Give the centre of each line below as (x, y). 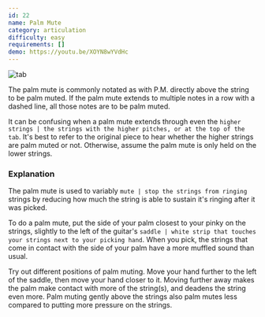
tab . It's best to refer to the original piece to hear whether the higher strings (131, 137)
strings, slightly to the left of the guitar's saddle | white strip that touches (132, 231)
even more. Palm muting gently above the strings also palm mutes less (123, 297)
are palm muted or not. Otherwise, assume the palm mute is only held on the (132, 145)
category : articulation (47, 30)
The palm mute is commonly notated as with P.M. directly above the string (129, 90)
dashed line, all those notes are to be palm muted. (90, 106)
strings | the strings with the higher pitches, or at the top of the (127, 129)
